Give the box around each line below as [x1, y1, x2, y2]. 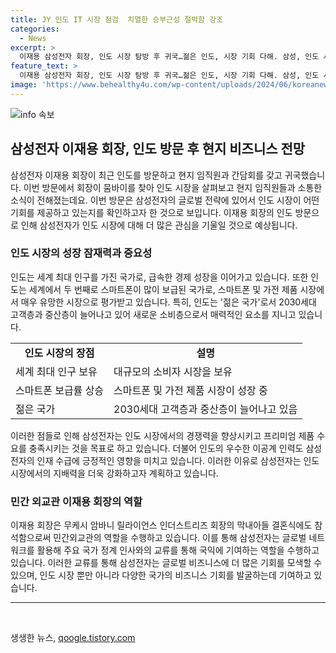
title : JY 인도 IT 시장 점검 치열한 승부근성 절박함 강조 [10, 14, 224, 25]
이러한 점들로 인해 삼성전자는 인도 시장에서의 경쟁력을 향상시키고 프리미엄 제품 [10, 429, 315, 441]
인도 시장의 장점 [24, 346, 95, 360]
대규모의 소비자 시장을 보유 [113, 364, 233, 378]
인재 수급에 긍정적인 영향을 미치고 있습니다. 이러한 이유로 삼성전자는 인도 [36, 454, 320, 466]
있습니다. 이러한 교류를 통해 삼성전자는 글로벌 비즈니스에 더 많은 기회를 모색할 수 [10, 557, 323, 569]
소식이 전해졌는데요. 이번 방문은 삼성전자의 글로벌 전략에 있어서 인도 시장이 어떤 [10, 194, 320, 206]
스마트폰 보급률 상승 [15, 383, 105, 397]
